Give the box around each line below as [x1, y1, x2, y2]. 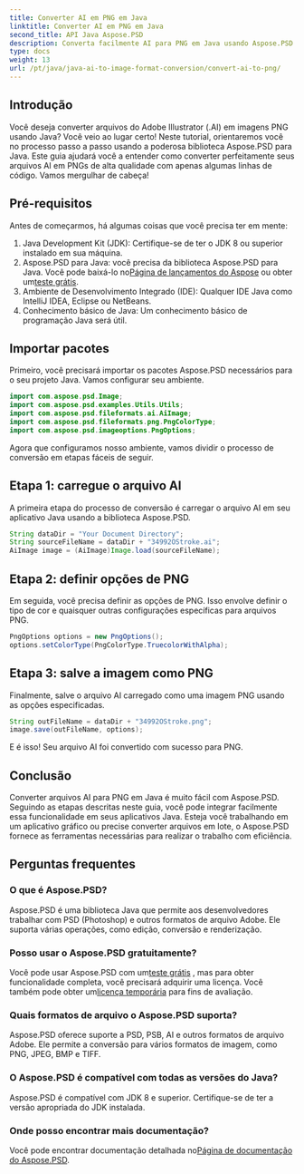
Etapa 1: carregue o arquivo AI [9, 478, 182, 494]
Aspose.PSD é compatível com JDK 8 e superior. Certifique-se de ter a [9, 1092, 274, 1102]
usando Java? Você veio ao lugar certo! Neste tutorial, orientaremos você [9, 131, 283, 141]
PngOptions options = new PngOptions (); [9, 632, 165, 641]
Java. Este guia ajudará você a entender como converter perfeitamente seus [9, 150, 295, 161]
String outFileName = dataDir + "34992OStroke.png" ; [9, 717, 213, 726]
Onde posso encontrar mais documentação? [9, 1124, 210, 1137]
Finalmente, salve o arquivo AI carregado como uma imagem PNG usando [9, 690, 285, 701]
